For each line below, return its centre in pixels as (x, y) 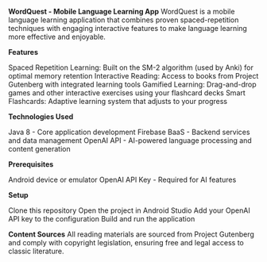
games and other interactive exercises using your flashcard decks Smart (127, 93)
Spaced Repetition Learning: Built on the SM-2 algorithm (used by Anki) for (131, 67)
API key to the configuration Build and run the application (102, 219)
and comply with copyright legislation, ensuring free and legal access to (126, 243)
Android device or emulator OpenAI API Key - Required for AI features (122, 179)
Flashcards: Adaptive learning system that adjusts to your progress (118, 101)
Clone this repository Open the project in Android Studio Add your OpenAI (129, 210)
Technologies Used (41, 117)
